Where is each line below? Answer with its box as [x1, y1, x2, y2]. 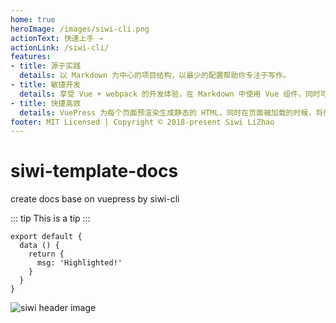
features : [10, 52, 52, 62]
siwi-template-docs [10, 160, 179, 183]
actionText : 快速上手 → [10, 33, 103, 43]
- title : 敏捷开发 [10, 80, 82, 90]
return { [28, 249, 65, 260]
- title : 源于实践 [10, 61, 82, 71]
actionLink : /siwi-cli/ [10, 42, 110, 53]
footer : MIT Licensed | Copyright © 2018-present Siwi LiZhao [10, 117, 275, 127]
